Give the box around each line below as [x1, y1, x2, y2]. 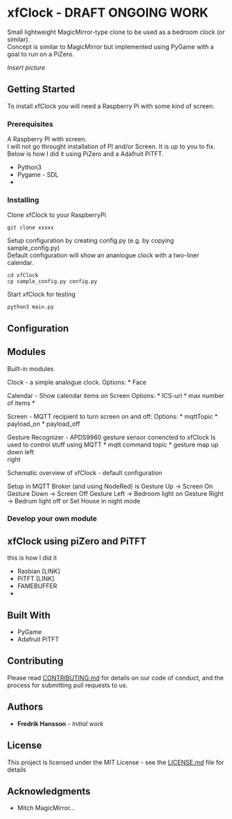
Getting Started [7, 83, 75, 95]
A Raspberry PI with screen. [7, 135, 87, 144]
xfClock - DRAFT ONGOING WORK [7, 5, 209, 21]
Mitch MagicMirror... [17, 804, 75, 812]
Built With [7, 609, 51, 621]
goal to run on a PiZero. [7, 50, 75, 58]
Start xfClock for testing [7, 290, 76, 299]
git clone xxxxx [7, 224, 54, 232]
